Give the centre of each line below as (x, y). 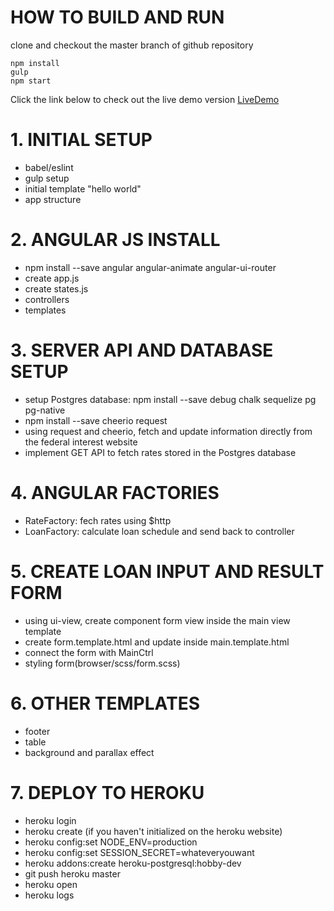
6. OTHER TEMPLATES (105, 703)
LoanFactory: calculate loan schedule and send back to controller (159, 531)
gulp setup (47, 178)
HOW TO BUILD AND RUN (117, 17)
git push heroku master (72, 873)
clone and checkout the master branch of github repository (132, 45)
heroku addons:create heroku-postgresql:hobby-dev (133, 863)
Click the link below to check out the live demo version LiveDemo (145, 99)
